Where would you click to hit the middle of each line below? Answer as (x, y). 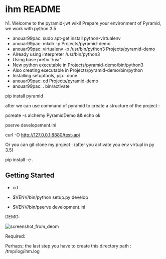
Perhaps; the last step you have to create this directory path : (68, 246)
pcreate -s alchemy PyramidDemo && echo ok (53, 115)
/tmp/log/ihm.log (23, 251)
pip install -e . (19, 160)
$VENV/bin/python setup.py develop (50, 197)
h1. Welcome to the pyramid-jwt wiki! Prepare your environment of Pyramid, (83, 23)
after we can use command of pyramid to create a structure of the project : (82, 105)
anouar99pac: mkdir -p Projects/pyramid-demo (61, 43)
